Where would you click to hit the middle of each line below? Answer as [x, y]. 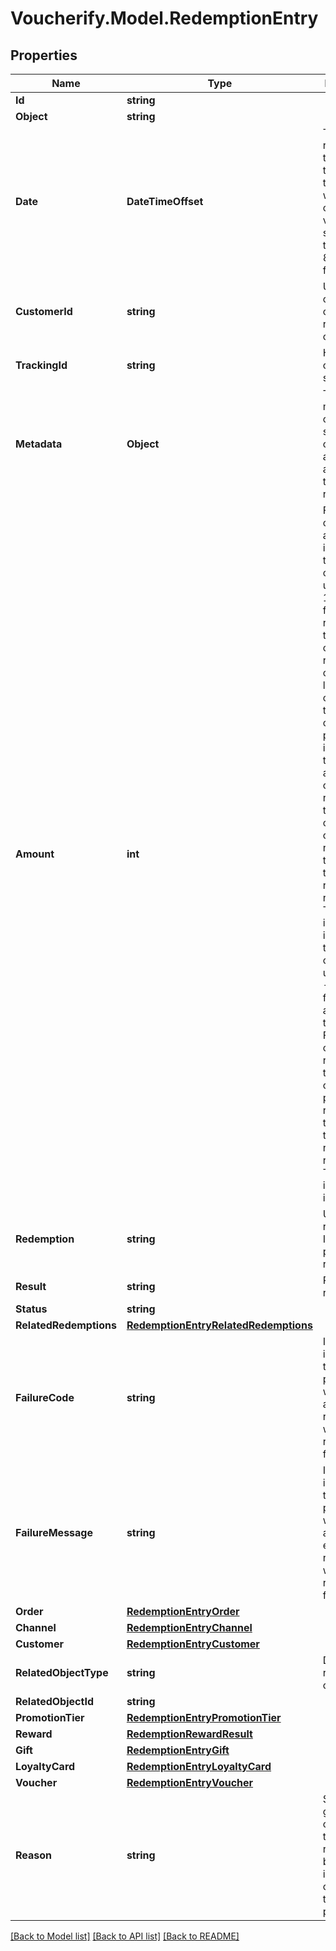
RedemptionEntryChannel [189, 1627]
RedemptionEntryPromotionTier [204, 1717]
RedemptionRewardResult [189, 1734]
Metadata [39, 444]
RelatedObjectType [62, 1672]
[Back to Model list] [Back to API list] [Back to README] [125, 1936]
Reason [34, 1855]
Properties [44, 55]
